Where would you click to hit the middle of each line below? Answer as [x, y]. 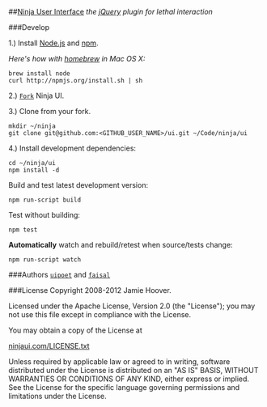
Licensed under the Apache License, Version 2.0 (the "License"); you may [132, 306]
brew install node [39, 74]
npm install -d [34, 170]
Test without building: [44, 215]
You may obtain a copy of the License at [76, 330]
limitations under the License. [57, 396]
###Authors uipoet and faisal [59, 275]
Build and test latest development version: [78, 185]
